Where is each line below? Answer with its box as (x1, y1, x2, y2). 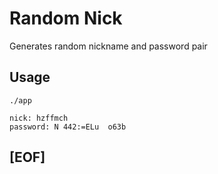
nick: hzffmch (9, 113, 69, 123)
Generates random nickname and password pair (9, 40, 208, 52)
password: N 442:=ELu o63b (9, 122, 127, 132)
